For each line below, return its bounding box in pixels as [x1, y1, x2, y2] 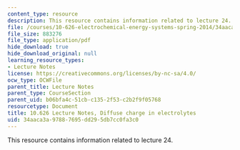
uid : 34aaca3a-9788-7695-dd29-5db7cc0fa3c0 [7, 116, 139, 123]
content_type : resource [7, 10, 79, 18]
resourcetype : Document [7, 103, 79, 110]
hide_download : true [7, 43, 69, 50]
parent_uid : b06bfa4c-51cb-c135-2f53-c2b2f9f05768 [7, 97, 161, 104]
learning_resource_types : [7, 57, 84, 64]
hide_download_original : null [7, 50, 98, 58]
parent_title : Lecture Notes [7, 83, 94, 90]
